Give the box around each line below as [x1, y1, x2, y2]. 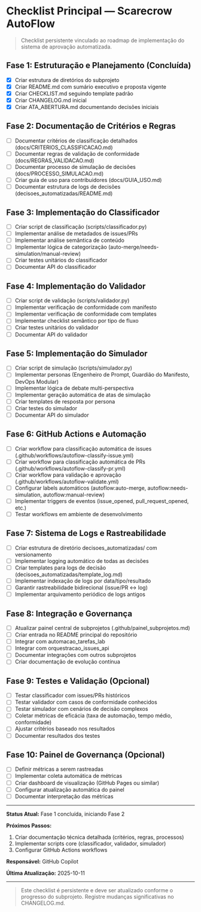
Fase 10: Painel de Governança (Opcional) [6, 750, 166, 760]
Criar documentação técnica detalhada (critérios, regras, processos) [14, 834, 184, 841]
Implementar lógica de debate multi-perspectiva [14, 384, 134, 392]
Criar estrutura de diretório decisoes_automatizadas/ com [14, 544, 157, 552]
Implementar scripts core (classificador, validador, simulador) [14, 840, 166, 847]
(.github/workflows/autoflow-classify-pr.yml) [14, 465, 126, 472]
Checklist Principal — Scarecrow [6, 4, 172, 18]
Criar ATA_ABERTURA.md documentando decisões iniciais [14, 104, 159, 110]
